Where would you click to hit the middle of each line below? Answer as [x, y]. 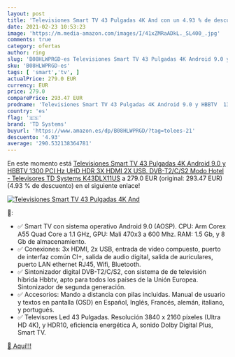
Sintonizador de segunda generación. [71, 287]
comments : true [29, 40]
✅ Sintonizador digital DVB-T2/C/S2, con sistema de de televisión [112, 272]
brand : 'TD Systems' [37, 124]
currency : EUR [28, 85]
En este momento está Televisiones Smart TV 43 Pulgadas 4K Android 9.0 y [116, 163]
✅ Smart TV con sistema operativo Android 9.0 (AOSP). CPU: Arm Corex [121, 226]
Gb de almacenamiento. [52, 242]
